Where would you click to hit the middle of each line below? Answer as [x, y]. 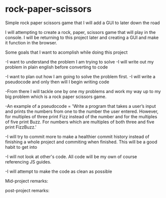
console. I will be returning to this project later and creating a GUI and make [82, 37]
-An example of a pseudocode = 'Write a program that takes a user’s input [81, 106]
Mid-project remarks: [27, 181]
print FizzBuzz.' [21, 127]
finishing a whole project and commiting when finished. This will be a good [81, 142]
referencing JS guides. [28, 162]
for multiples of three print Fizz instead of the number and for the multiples [81, 116]
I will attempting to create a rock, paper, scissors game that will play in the [81, 32]
